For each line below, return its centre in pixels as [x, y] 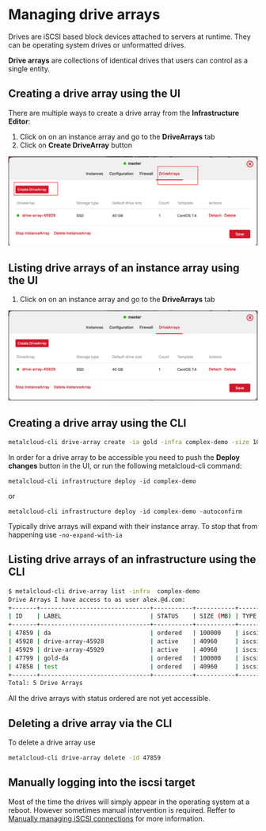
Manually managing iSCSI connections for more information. [106, 818]
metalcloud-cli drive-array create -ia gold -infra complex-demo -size [129, 442]
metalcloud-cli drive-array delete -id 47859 [84, 758]
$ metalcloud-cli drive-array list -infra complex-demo [104, 591]
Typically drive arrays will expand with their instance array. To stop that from [133, 526]
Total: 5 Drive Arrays [46, 684]
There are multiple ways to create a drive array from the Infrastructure [124, 113]
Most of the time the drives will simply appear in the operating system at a [129, 802]
